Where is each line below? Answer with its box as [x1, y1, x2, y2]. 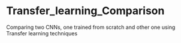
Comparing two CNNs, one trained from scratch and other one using [6, 24, 176, 31]
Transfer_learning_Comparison [6, 4, 165, 18]
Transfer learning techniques [6, 29, 78, 37]
